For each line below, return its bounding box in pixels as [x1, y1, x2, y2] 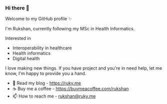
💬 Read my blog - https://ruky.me [12, 80, 81, 86]
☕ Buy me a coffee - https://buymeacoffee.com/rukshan [12, 86, 129, 92]
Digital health [12, 56, 40, 62]
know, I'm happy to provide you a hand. [5, 71, 86, 77]
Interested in [5, 35, 31, 41]
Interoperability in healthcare [12, 45, 72, 51]
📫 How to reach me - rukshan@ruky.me [12, 93, 96, 99]
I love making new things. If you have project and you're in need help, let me [5, 65, 162, 71]
